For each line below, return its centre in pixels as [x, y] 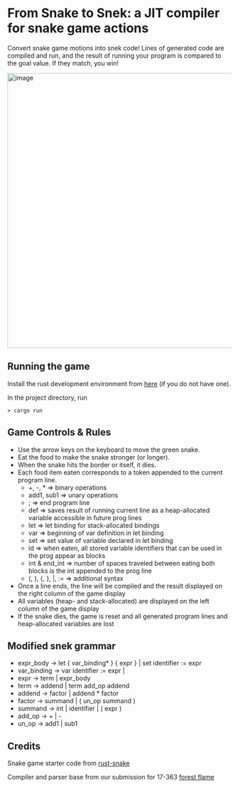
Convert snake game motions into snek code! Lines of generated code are [116, 48]
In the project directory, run [47, 398]
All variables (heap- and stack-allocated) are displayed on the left [113, 601]
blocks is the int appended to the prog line [90, 571]
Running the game [49, 367]
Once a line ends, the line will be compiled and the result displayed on [120, 586]
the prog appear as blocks [67, 555]
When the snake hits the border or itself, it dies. [87, 465]
